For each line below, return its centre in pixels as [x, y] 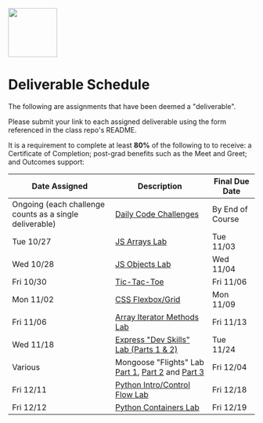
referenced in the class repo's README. [72, 129]
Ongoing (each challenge [59, 204]
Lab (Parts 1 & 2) [146, 349]
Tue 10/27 [32, 241]
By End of [230, 209]
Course [226, 219]
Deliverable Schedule [79, 85]
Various [26, 366]
